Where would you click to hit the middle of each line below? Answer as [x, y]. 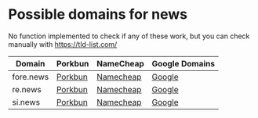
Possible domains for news [98, 14]
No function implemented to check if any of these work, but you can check [129, 36]
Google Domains [184, 63]
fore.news [31, 77]
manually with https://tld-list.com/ [63, 44]
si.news [26, 102]
